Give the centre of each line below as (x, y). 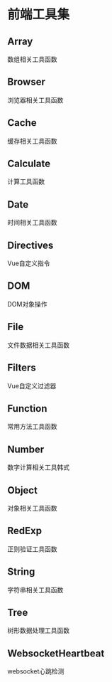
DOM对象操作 (27, 304)
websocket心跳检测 (36, 671)
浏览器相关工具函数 (35, 100)
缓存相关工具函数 (32, 141)
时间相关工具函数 (32, 223)
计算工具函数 (26, 181)
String (21, 572)
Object (22, 490)
